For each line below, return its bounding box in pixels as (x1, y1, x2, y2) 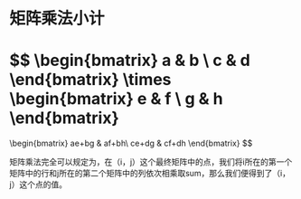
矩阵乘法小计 (9, 8, 106, 29)
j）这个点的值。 (9, 179, 68, 190)
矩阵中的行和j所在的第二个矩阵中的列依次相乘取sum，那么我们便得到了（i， (9, 168, 291, 179)
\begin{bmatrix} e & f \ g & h (9, 89, 223, 109)
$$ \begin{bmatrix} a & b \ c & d (9, 51, 250, 71)
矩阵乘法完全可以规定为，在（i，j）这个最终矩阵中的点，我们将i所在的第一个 (9, 156, 293, 167)
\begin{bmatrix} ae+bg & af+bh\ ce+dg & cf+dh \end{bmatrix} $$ (9, 137, 253, 149)
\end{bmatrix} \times (9, 70, 172, 90)
